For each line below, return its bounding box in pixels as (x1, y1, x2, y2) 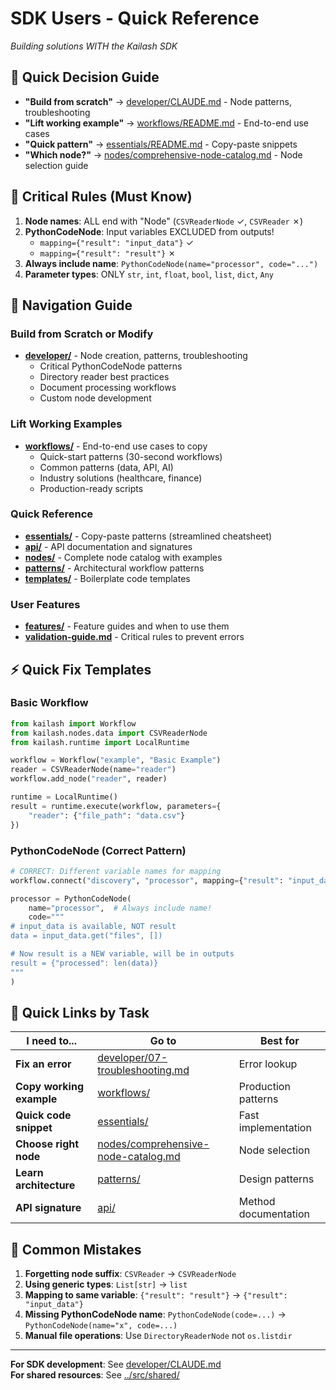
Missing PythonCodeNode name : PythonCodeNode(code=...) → (24, 1308, 287, 1321)
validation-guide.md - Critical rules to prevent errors (24, 631, 245, 643)
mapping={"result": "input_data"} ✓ (39, 236, 195, 248)
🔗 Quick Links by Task (10, 1004, 150, 1021)
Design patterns (238, 1172, 315, 1186)
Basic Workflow (10, 696, 89, 710)
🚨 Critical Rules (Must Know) (10, 188, 193, 206)
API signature (15, 1201, 82, 1215)
